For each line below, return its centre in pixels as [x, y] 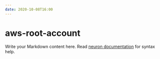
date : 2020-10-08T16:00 [29, 9]
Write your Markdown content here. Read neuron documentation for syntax [80, 47]
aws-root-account [43, 33]
